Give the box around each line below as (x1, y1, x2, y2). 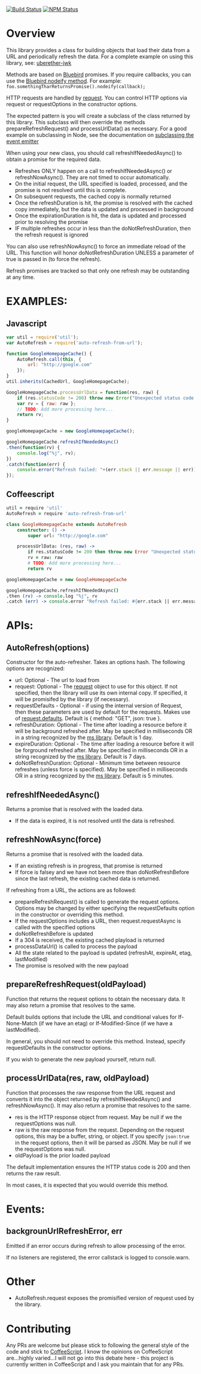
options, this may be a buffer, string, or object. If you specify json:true (14, 1132, 190, 1140)
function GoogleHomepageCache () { (6, 351, 93, 357)
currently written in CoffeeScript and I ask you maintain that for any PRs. (6, 1361, 184, 1368)
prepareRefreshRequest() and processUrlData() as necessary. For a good (6, 125, 187, 132)
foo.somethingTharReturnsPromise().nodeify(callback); (6, 83, 146, 89)
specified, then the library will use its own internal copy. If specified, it (14, 689, 187, 696)
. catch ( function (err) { (6, 461, 66, 468)
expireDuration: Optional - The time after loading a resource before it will (14, 740, 194, 747)
